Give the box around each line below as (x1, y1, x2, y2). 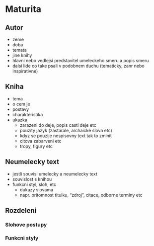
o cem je (12, 101, 31, 107)
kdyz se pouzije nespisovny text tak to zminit (19, 133, 112, 139)
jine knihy (12, 52, 32, 58)
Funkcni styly (5, 235, 39, 242)
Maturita (5, 3, 41, 15)
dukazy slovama (19, 186, 54, 192)
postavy (12, 106, 29, 112)
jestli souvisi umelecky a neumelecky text (12, 170, 98, 177)
